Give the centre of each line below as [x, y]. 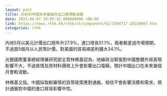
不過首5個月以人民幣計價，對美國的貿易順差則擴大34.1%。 [65, 49]
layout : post [19, 10]
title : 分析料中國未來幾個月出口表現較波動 [44, 14]
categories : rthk [23, 28]
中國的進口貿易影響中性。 [48, 89]
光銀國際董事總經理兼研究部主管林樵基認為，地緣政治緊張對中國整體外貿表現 [83, 59]
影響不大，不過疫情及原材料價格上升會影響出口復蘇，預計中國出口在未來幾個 [83, 66]
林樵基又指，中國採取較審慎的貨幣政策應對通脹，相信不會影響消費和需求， [81, 83]
